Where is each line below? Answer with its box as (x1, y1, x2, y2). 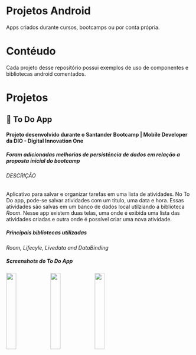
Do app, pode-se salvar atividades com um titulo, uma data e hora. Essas (6, 196, 184, 204)
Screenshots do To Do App (6, 257, 73, 264)
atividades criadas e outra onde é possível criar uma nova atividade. (6, 215, 172, 222)
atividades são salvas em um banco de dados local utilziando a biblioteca (6, 203, 185, 210)
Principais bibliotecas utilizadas (6, 229, 87, 236)
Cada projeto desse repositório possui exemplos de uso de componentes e (6, 64, 189, 71)
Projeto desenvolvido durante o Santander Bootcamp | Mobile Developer (6, 131, 188, 138)
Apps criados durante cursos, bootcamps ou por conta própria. (6, 24, 160, 31)
